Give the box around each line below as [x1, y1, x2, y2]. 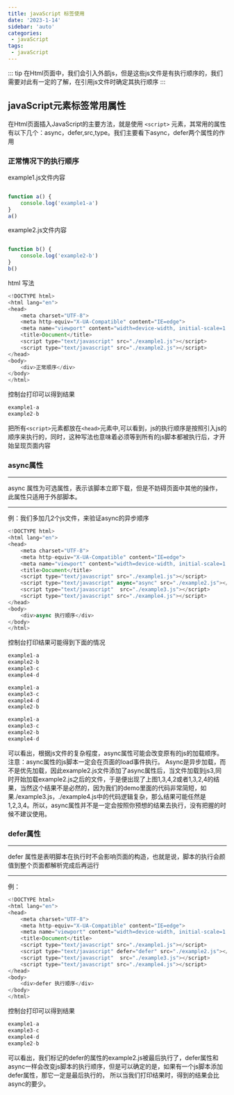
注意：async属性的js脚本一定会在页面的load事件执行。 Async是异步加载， [8, 757, 220, 765]
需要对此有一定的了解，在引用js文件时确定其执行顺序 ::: [8, 77, 166, 86]
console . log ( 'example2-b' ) [20, 252, 99, 259]
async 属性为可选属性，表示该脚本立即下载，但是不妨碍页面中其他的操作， [8, 484, 222, 492]
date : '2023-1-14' [8, 17, 61, 24]
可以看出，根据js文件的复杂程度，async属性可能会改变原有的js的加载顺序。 [8, 749, 223, 757]
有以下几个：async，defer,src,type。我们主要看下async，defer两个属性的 [8, 128, 219, 136]
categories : [8, 29, 42, 37]
